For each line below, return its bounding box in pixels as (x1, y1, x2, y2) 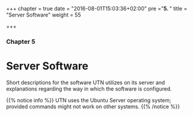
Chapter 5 (6, 37, 36, 46)
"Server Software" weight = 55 (6, 11, 81, 18)
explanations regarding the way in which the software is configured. (6, 85, 172, 92)
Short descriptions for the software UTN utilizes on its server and (6, 79, 165, 86)
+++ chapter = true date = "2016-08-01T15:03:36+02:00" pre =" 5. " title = (6, 5, 188, 12)
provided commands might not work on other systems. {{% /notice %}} (6, 103, 181, 110)
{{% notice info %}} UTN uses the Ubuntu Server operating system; (6, 96, 172, 104)
